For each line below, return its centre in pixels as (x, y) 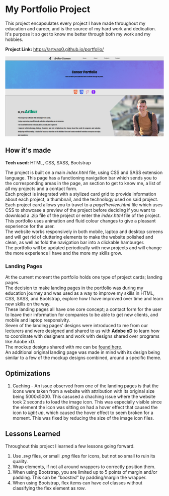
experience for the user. (30, 226)
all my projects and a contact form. (41, 189)
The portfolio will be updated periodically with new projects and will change (83, 247)
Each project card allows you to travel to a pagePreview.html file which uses (84, 205)
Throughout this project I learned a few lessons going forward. (70, 446)
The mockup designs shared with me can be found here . (64, 347)
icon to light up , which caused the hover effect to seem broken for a (83, 413)
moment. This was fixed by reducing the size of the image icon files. (83, 418)
